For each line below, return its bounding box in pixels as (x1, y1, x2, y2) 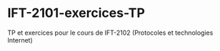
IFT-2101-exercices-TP (7, 5, 145, 21)
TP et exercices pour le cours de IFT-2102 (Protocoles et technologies (7, 28, 214, 37)
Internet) (7, 35, 34, 44)
